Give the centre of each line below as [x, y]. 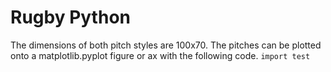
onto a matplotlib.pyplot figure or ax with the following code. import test [160, 55]
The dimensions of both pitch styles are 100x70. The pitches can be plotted [166, 45]
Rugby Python [70, 17]
